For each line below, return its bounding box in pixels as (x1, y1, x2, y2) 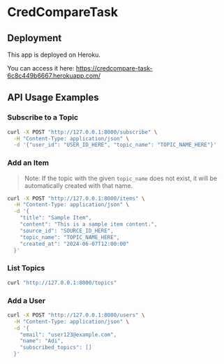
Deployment (7, 32, 62, 44)
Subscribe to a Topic (7, 112, 79, 122)
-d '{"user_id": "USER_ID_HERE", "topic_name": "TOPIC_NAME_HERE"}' (13, 141, 217, 149)
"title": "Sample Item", (20, 214, 92, 221)
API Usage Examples (7, 92, 99, 103)
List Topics (7, 263, 45, 273)
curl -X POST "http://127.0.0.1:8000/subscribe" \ (7, 129, 158, 136)
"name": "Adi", (20, 337, 64, 344)
